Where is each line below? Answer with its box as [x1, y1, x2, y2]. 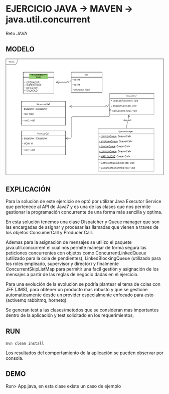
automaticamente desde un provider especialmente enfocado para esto [6, 292, 154, 298]
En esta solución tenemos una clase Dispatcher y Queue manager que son [6, 219, 160, 225]
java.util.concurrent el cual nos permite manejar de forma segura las [6, 245, 147, 251]
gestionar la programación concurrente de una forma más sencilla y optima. [6, 209, 162, 215]
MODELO [6, 45, 35, 53]
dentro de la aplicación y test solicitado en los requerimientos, [6, 312, 134, 318]
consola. [6, 355, 24, 361]
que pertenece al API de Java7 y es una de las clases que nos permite [6, 204, 151, 210]
